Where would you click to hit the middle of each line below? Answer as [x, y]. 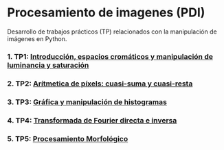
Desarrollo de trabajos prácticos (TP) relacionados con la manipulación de [112, 32]
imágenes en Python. [37, 38]
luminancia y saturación [48, 65]
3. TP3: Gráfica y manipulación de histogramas [87, 102]
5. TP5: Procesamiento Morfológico [68, 138]
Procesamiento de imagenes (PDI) [106, 13]
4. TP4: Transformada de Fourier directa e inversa [92, 120]
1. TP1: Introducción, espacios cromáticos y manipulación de [110, 56]
